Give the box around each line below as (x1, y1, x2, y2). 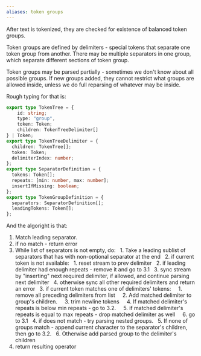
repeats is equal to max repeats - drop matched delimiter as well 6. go (14, 311, 196, 318)
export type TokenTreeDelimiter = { (6, 138, 98, 144)
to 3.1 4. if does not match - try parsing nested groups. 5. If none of (14, 317, 188, 325)
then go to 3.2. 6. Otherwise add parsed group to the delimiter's (14, 330, 177, 337)
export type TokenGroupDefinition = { (6, 194, 104, 200)
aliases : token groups (6, 8, 63, 15)
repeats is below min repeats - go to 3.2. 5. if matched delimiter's (14, 305, 183, 312)
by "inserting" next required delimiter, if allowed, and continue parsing (14, 273, 190, 280)
